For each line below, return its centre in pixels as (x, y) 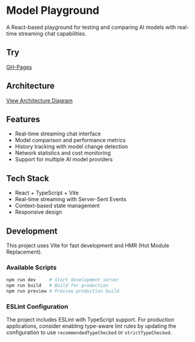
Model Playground (53, 11)
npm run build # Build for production (58, 286)
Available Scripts (31, 267)
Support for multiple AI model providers (64, 160)
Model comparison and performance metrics (70, 140)
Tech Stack (28, 178)
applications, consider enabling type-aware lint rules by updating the (91, 326)
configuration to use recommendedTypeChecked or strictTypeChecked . (89, 332)
